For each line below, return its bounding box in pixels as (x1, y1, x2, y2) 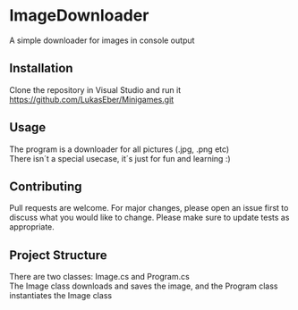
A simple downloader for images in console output (9, 35, 195, 46)
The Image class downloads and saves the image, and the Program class (9, 281, 278, 291)
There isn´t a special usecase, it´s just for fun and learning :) (9, 153, 231, 163)
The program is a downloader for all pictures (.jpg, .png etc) (9, 144, 230, 155)
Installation (9, 61, 73, 76)
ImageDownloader (9, 5, 149, 26)
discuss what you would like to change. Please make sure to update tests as (9, 212, 290, 223)
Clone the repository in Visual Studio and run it (9, 84, 182, 95)
